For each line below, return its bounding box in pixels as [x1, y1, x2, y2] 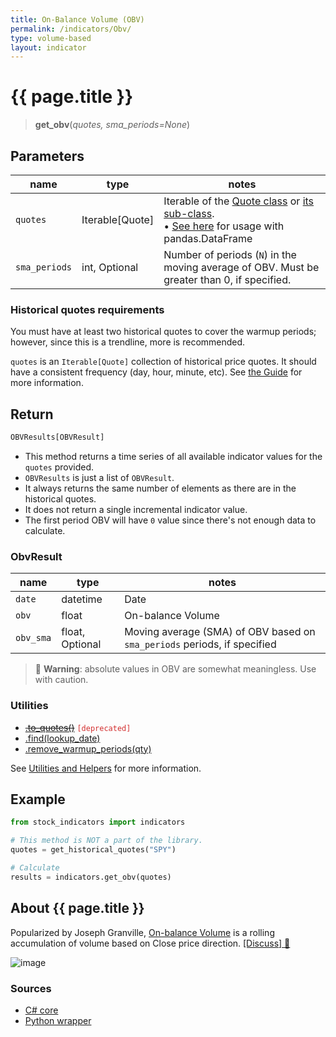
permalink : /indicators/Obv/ [10, 24, 132, 34]
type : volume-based [10, 33, 92, 43]
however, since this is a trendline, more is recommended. [10, 336, 246, 348]
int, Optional [81, 261, 139, 274]
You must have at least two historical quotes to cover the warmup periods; [10, 326, 317, 338]
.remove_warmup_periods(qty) [24, 742, 152, 755]
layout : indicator [10, 42, 87, 53]
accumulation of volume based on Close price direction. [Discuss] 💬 [10, 937, 291, 949]
